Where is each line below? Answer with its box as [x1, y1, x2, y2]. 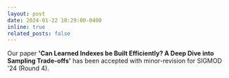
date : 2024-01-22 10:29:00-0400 [7, 17, 102, 24]
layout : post [7, 10, 46, 18]
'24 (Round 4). [7, 64, 50, 72]
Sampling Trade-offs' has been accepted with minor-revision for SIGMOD [7, 57, 223, 65]
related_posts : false [7, 30, 71, 37]
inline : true [7, 23, 46, 30]
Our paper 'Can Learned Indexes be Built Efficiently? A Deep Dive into [7, 49, 214, 58]
